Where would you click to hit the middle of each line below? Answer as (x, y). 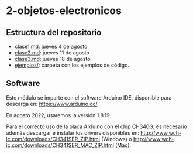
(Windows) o (117, 139)
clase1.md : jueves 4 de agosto (51, 46)
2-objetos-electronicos (64, 11)
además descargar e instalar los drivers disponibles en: (73, 132)
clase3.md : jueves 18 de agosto (52, 59)
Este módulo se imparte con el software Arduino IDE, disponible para (89, 97)
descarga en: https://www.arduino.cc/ (52, 104)
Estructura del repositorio (54, 32)
